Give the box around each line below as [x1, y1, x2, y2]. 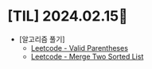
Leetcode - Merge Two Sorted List [30, 52, 144, 61]
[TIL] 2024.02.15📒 [7, 7, 128, 25]
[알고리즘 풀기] [18, 34, 65, 44]
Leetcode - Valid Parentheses [30, 43, 129, 52]
